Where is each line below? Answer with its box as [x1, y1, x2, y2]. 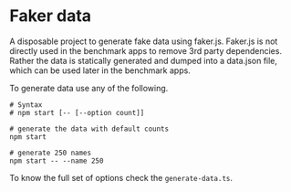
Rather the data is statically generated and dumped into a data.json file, [9, 55, 278, 66]
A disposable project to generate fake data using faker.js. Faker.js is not [9, 36, 278, 47]
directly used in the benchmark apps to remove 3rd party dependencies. [9, 45, 283, 56]
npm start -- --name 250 [9, 156, 104, 165]
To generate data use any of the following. [9, 82, 169, 93]
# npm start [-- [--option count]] [9, 108, 145, 117]
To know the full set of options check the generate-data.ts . [9, 172, 234, 183]
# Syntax [9, 100, 43, 110]
